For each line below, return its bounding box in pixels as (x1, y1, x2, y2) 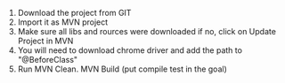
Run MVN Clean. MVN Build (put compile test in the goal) (17, 64, 227, 74)
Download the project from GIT (17, 8, 132, 18)
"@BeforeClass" (17, 55, 78, 64)
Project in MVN (17, 35, 74, 46)
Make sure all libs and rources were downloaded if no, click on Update (17, 26, 276, 36)
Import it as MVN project (17, 17, 109, 27)
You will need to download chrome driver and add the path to (17, 45, 243, 56)
